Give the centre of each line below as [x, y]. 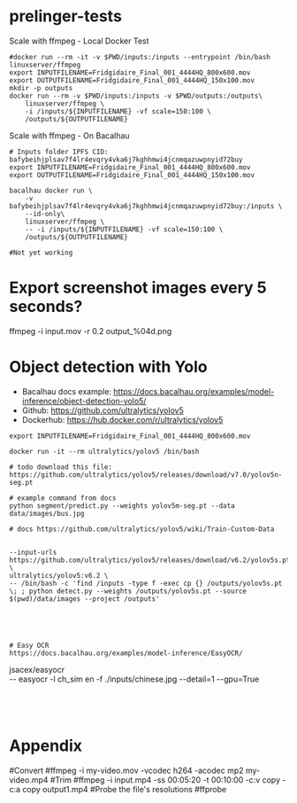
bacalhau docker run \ [51, 191]
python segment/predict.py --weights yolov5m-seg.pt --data [122, 506]
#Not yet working [41, 253]
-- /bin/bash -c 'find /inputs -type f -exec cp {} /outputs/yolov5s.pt [146, 583]
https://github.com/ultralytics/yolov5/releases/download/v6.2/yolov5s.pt [150, 560]
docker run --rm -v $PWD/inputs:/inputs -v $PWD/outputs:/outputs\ [136, 96]
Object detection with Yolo [108, 367]
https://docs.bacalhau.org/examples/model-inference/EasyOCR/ [126, 653]
